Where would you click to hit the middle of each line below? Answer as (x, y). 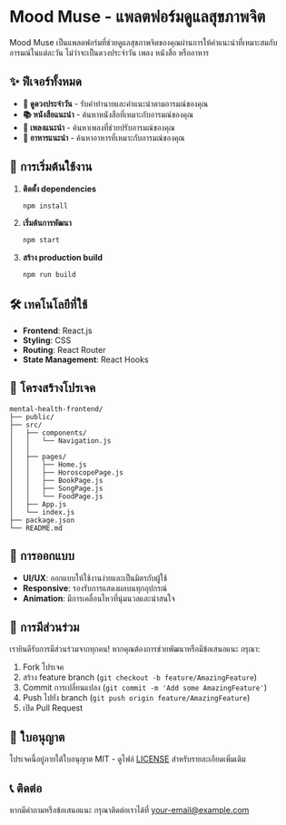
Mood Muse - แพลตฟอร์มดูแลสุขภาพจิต (138, 17)
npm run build (49, 275)
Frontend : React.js (57, 330)
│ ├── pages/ (38, 457)
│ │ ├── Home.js (49, 465)
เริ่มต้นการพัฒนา (47, 223)
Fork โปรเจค (43, 667)
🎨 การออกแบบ (42, 556)
